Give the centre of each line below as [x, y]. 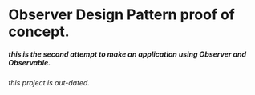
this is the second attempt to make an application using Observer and [127, 54]
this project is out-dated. [49, 83]
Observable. [30, 62]
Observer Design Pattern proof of [121, 15]
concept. [39, 32]
